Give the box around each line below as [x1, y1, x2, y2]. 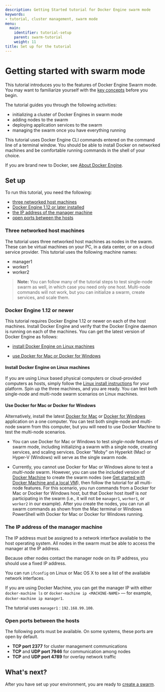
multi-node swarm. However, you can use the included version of [12, 469, 145, 475]
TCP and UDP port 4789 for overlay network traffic [12, 653, 117, 659]
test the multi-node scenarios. [5, 429, 66, 435]
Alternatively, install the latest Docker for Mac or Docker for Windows [5, 414, 146, 419]
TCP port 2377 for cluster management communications [12, 643, 127, 649]
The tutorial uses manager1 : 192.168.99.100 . [5, 604, 94, 611]
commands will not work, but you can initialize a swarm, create [17, 289, 145, 295]
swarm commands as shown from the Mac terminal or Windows [12, 506, 142, 512]
